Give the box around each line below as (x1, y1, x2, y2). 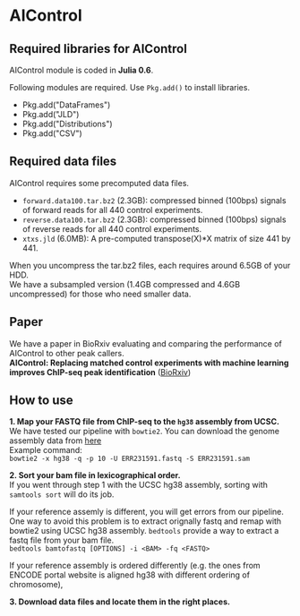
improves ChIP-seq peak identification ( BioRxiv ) (9, 366, 192, 377)
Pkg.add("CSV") (21, 128, 82, 139)
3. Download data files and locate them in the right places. (9, 596, 231, 607)
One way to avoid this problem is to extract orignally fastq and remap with (9, 516, 282, 526)
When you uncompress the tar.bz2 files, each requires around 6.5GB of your (9, 260, 291, 270)
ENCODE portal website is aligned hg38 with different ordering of (9, 569, 251, 580)
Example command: (9, 445, 82, 456)
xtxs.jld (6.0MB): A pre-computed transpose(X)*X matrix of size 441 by (21, 233, 291, 244)
